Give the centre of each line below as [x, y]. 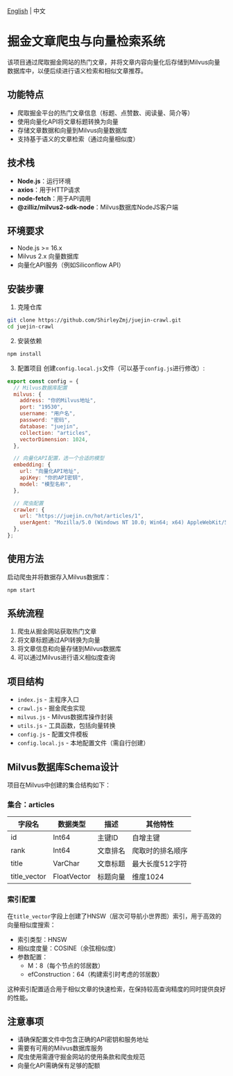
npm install [24, 354]
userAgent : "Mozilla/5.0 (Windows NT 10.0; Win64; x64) [102, 523]
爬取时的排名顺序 [159, 851]
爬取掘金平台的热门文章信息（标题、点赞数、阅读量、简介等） [105, 113]
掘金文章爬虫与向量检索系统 [86, 42]
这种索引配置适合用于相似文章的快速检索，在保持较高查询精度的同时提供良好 [116, 988]
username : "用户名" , [48, 414]
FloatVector [72, 877]
